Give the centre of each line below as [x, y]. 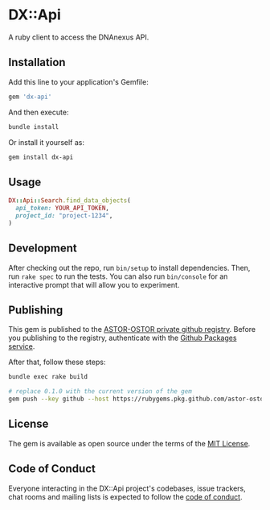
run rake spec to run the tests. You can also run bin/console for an [118, 276]
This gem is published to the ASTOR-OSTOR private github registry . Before [132, 330]
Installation [37, 62]
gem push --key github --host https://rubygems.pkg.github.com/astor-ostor [138, 399]
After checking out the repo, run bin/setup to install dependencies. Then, [129, 267]
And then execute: [39, 112]
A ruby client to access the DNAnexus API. [79, 37]
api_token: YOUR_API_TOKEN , [63, 208]
